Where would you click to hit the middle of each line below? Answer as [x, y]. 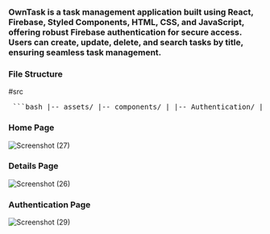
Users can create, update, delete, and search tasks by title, [126, 42]
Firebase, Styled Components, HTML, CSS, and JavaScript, [126, 22]
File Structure [35, 73]
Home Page [31, 127]
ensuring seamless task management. [85, 52]
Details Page [33, 166]
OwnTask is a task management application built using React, [131, 12]
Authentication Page [50, 204]
